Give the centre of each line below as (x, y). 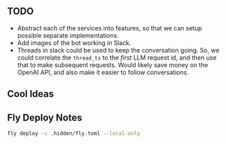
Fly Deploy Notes (45, 117)
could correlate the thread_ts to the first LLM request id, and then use (117, 57)
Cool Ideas (30, 94)
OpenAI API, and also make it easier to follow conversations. (103, 72)
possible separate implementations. (68, 35)
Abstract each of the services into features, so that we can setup (110, 28)
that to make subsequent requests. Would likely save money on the (113, 64)
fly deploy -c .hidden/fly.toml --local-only (74, 134)
